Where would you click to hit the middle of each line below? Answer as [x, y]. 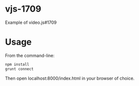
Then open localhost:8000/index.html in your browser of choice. [70, 78]
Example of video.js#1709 [31, 22]
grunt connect [20, 69]
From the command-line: [30, 55]
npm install [17, 64]
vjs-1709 [23, 9]
